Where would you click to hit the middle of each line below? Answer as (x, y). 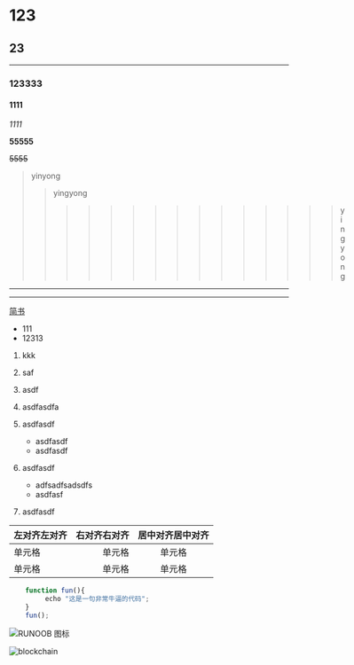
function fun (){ (55, 591)
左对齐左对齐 (41, 536)
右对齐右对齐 (103, 536)
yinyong (45, 176)
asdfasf (49, 495)
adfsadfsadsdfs (64, 485)
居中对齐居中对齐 (174, 536)
